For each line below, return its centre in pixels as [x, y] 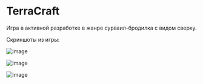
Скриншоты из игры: [33, 39]
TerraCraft [33, 11]
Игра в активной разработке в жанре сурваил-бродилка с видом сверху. [101, 28]
